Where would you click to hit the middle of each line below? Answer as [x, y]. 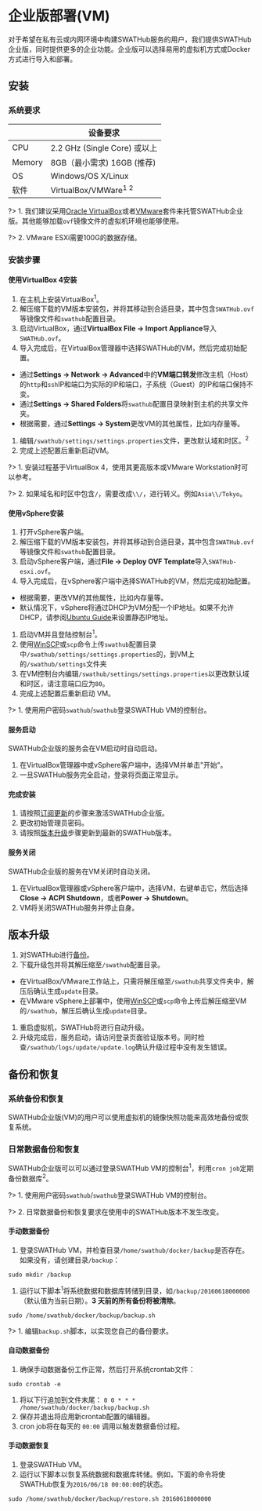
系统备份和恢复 [36, 1098]
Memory [27, 162]
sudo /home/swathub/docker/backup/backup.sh [82, 1316]
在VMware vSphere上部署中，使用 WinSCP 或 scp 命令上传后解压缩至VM [133, 1001]
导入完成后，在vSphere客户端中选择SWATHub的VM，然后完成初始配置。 [137, 581]
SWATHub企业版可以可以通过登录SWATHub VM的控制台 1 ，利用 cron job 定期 [131, 1168]
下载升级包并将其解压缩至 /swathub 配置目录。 [92, 965]
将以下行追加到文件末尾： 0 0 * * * [77, 1400]
